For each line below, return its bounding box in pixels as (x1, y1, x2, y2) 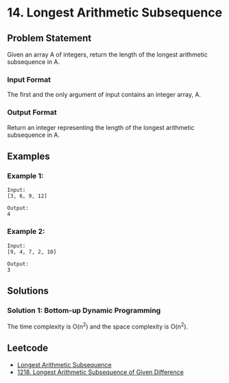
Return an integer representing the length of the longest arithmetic (7, 123, 195, 131)
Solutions (7, 285, 49, 296)
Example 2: (7, 227, 45, 237)
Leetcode (7, 342, 49, 354)
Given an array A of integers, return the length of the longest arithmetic (7, 50, 208, 58)
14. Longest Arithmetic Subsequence (7, 5, 223, 21)
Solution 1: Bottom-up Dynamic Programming (7, 305, 161, 315)
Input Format (7, 74, 51, 84)
